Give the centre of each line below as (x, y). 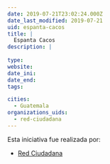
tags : (15, 87)
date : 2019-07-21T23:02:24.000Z (55, 14)
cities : (19, 99)
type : (15, 60)
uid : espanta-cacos (36, 27)
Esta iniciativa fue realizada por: (54, 139)
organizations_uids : (38, 113)
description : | (30, 47)
